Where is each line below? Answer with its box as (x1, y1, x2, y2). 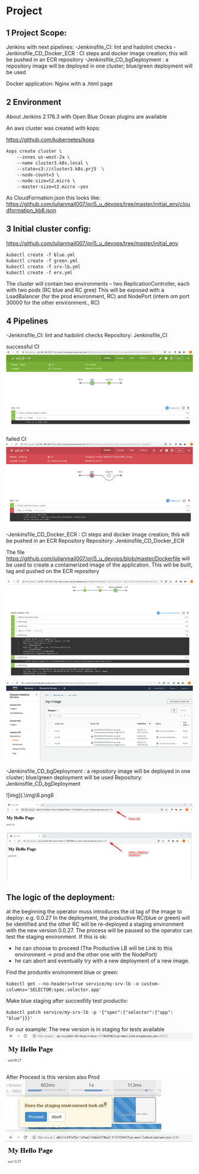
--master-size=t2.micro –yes (17, 184, 89, 190)
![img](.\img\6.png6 (6, 791, 54, 798)
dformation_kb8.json (6, 206, 56, 214)
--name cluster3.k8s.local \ (17, 160, 89, 166)
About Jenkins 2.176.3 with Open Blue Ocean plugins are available (6, 113, 167, 120)
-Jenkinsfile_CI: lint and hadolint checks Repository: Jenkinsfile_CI (6, 332, 168, 339)
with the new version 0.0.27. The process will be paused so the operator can (6, 927, 192, 934)
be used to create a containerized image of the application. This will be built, (6, 561, 193, 568)
